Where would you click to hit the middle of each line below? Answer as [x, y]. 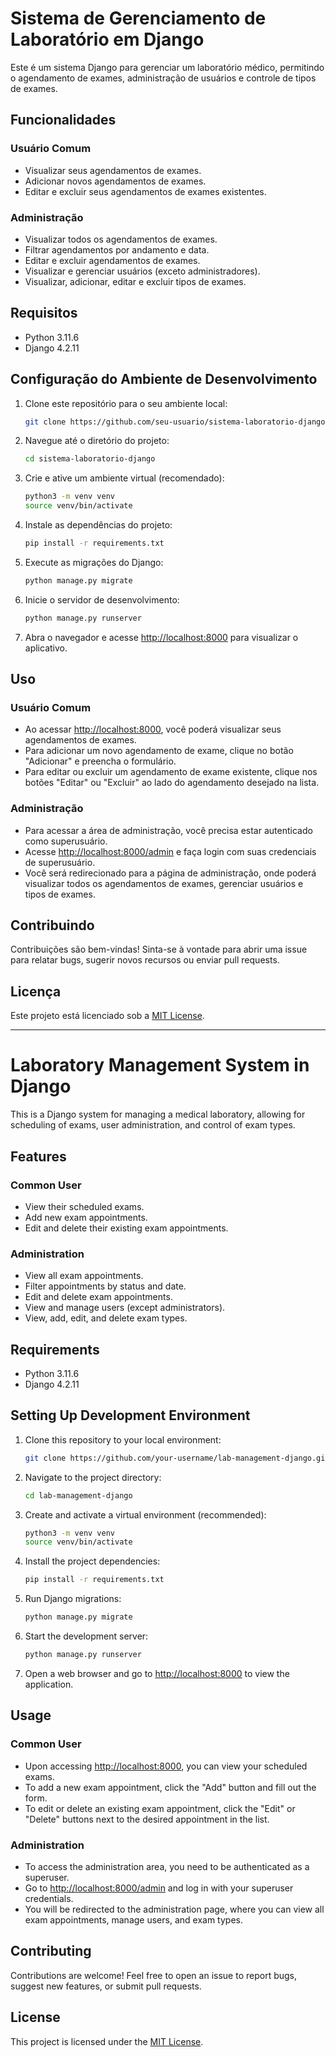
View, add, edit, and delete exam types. [106, 1318]
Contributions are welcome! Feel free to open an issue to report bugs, [154, 1975]
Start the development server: [86, 1636]
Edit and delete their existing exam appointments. [126, 1228]
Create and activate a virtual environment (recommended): [145, 1514]
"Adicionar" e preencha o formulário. [100, 761]
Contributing [51, 1951]
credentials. [49, 1898]
